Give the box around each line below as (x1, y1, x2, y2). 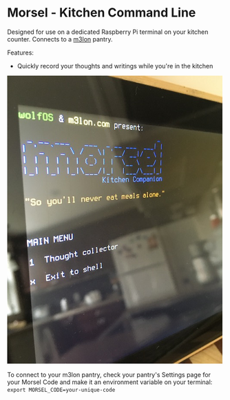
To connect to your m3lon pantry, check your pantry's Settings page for (7, 370, 211, 379)
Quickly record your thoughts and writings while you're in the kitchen (17, 61, 213, 70)
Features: (7, 48, 34, 57)
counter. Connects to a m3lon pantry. (7, 35, 113, 43)
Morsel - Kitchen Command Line (7, 5, 196, 21)
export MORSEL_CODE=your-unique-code (7, 386, 116, 393)
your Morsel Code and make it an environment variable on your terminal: (7, 378, 213, 386)
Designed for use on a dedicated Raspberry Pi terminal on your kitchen (7, 28, 209, 36)
